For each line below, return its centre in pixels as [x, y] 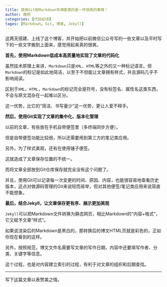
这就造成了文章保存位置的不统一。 [40, 159]
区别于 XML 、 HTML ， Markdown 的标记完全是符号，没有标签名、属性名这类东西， [83, 89]
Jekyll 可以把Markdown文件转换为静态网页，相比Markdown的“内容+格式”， [83, 214]
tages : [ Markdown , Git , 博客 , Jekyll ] [44, 24]
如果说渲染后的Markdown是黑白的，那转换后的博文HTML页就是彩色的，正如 [83, 231]
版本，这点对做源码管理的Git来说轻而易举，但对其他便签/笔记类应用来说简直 [83, 186]
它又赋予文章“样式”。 [27, 220]
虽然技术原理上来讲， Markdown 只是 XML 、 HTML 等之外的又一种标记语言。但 [79, 66]
